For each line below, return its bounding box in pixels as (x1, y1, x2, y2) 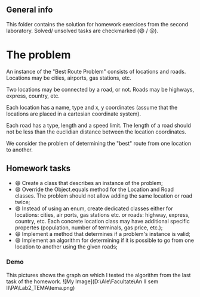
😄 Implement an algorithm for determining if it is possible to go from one (14, 237, 194, 244)
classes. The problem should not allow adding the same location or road (14, 192, 193, 199)
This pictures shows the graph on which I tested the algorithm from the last (6, 271, 191, 278)
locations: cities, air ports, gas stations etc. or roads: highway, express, (14, 211, 190, 218)
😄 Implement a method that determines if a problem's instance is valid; (14, 230, 191, 237)
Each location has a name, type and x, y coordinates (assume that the (6, 104, 178, 111)
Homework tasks (6, 163, 71, 174)
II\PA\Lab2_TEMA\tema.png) (6, 284, 75, 291)
